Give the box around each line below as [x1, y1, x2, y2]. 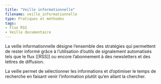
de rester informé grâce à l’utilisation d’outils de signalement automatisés [5, 48, 152, 54]
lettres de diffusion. [5, 59, 44, 64]
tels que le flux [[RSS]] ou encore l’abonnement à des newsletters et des [5, 54, 151, 59]
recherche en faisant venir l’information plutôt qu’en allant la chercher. [5, 74, 146, 79]
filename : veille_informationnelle [5, 12, 78, 17]
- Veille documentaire [5, 30, 51, 35]
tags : [5, 21, 16, 26]
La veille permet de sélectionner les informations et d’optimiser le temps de [5, 68, 156, 74]
